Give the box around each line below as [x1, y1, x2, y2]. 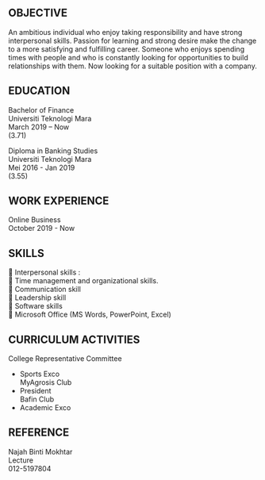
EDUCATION [8, 84, 71, 98]
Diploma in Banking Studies [8, 146, 98, 156]
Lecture [8, 455, 34, 465]
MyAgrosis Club [19, 378, 72, 387]
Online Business [8, 215, 61, 225]
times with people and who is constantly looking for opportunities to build [8, 52, 248, 62]
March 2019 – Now [8, 122, 70, 132]
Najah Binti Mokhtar [8, 447, 73, 456]
